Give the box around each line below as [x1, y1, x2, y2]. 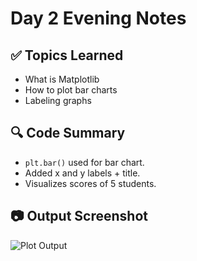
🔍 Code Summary [10, 125, 126, 142]
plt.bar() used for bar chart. [24, 156, 145, 168]
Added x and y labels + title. [24, 167, 141, 179]
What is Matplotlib [24, 73, 100, 85]
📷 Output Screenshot [10, 208, 148, 225]
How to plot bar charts [24, 84, 118, 96]
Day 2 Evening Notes [10, 7, 187, 30]
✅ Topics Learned [10, 47, 124, 64]
